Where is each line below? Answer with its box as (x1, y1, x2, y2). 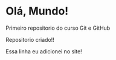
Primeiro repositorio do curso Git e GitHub (5, 24, 111, 32)
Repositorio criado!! (5, 36, 55, 43)
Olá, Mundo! (5, 4, 69, 18)
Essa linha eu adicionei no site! (5, 47, 82, 55)
